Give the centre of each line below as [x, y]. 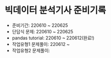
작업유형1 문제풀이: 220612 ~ [41, 44]
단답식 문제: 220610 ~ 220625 [42, 31]
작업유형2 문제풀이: [31, 50]
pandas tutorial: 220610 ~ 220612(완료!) [53, 38]
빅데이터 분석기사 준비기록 [55, 10]
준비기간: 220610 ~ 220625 [40, 25]
